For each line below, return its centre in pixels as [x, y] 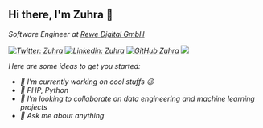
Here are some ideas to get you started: [74, 66]
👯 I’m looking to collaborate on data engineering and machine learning [137, 98]
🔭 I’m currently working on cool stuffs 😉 [87, 82]
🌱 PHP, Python [44, 90]
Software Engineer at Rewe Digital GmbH [76, 34]
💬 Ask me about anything [62, 115]
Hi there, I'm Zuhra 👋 [61, 15]
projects [34, 107]
